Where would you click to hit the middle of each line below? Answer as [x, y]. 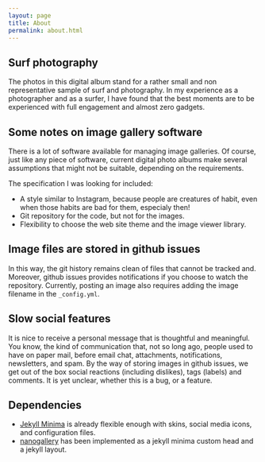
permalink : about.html [46, 30]
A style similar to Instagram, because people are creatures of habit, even [138, 199]
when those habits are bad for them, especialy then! [105, 207]
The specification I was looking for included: [81, 183]
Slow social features [60, 319]
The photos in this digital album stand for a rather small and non [113, 82]
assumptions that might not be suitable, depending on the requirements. [126, 168]
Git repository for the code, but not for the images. [102, 216]
